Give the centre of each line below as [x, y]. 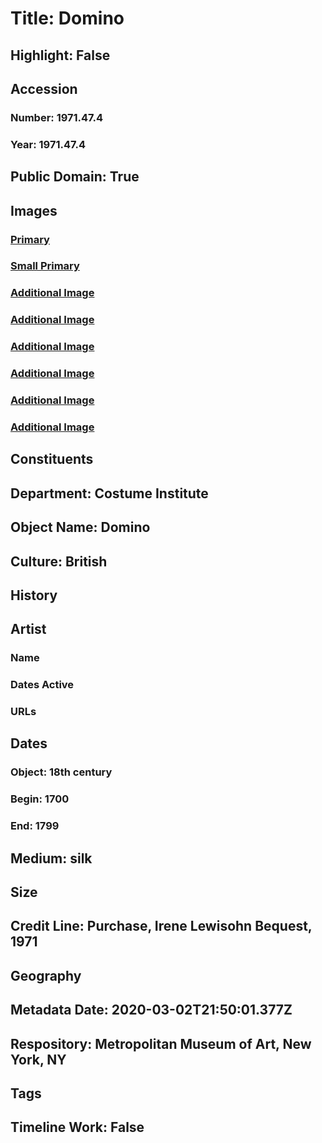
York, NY [38, 1059]
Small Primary [45, 266]
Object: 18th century [61, 772]
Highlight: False [60, 55]
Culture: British [59, 561]
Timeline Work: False [77, 1127]
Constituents [52, 459]
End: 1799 [35, 826]
